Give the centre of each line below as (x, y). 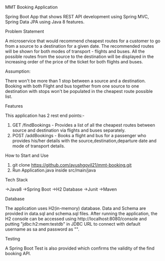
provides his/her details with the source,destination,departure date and (84, 141)
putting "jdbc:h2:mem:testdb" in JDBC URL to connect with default (73, 224)
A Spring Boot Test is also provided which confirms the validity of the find (80, 248)
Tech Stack (16, 180)
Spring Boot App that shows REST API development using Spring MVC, (77, 16)
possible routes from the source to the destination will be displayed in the (80, 57)
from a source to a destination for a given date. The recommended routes (80, 46)
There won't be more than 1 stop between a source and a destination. (76, 81)
